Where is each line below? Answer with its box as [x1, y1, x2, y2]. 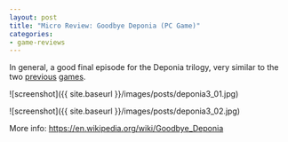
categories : [9, 29, 53, 38]
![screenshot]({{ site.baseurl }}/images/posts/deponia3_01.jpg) [9, 89, 239, 99]
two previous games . [9, 72, 86, 83]
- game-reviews [9, 37, 66, 47]
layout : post [9, 12, 58, 22]
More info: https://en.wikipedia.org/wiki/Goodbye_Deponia [9, 123, 224, 134]
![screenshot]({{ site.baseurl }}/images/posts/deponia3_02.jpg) [9, 106, 241, 116]
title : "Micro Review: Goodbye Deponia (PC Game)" [9, 21, 201, 30]
